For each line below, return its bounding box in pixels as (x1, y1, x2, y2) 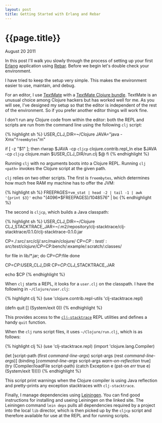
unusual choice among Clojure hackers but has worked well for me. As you (5, 97, 155, 103)
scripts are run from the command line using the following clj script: (5, 122, 142, 128)
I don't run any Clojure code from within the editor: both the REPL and (5, 117, 144, 123)
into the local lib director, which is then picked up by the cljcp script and (5, 407, 152, 413)
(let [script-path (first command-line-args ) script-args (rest (5, 353, 124, 359)
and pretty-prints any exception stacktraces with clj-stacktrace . (5, 383, 135, 389)
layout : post (5, 7, 32, 12)
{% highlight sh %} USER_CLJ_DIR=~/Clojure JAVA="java (5, 131, 120, 137)
